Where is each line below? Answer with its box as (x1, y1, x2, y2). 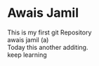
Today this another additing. (7, 43, 88, 51)
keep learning (7, 51, 47, 59)
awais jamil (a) (7, 35, 49, 44)
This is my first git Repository (7, 28, 92, 37)
